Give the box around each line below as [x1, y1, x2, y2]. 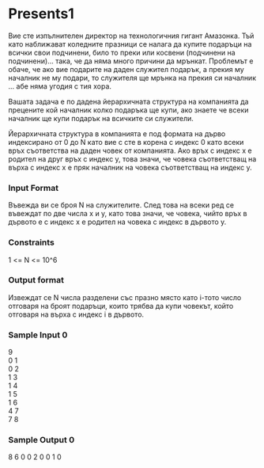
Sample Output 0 [8, 435, 75, 446]
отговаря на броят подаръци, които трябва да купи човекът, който [8, 301, 234, 310]
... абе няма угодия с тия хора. [8, 81, 112, 91]
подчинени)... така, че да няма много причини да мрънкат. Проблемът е [8, 56, 254, 66]
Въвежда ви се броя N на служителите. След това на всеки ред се [8, 200, 235, 210]
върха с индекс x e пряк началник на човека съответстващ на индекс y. [8, 162, 252, 172]
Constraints [8, 237, 55, 248]
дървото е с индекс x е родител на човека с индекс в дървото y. [8, 217, 227, 226]
